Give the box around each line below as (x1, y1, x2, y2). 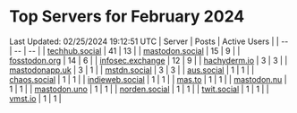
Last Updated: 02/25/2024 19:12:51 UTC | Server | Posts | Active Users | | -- (9, 36, 289, 47)
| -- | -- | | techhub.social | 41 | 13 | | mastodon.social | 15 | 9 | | (9, 45, 241, 56)
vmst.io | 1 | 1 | (9, 92, 62, 104)
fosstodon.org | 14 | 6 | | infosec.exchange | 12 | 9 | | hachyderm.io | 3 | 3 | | (9, 55, 288, 65)
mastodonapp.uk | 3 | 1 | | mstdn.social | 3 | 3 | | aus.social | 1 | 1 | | (9, 65, 255, 75)
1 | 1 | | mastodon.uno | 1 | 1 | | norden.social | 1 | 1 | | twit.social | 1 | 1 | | (9, 83, 270, 94)
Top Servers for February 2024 (9, 6, 245, 27)
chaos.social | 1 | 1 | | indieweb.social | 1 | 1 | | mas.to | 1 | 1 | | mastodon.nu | (9, 74, 288, 84)
